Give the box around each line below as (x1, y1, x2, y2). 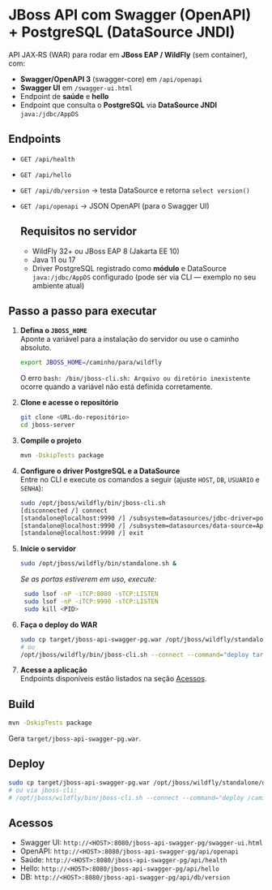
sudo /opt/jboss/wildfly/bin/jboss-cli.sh (19, 499, 166, 507)
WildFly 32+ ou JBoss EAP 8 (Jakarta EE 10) (32, 246, 180, 256)
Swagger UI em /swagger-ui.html (19, 83, 134, 93)
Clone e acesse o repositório (19, 398, 119, 408)
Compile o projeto (19, 436, 82, 445)
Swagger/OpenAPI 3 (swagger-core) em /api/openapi (19, 74, 203, 84)
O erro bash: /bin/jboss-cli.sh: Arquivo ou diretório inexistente (19, 374, 251, 383)
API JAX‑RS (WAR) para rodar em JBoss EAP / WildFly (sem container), (8, 50, 248, 59)
